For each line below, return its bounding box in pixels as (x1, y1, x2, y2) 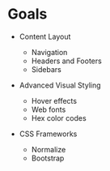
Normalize (31, 144, 66, 154)
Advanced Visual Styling (19, 80, 102, 90)
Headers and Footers (31, 56, 102, 66)
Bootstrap (31, 153, 65, 163)
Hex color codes (31, 113, 87, 122)
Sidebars (31, 64, 61, 74)
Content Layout (19, 32, 71, 41)
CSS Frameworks (19, 129, 78, 139)
